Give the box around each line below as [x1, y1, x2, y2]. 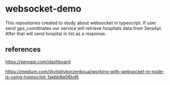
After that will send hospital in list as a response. [5, 30, 107, 36]
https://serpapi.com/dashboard [5, 59, 71, 65]
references [5, 45, 41, 54]
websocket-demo [5, 3, 82, 15]
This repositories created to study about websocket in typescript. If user [5, 20, 156, 26]
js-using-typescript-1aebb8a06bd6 [5, 74, 79, 80]
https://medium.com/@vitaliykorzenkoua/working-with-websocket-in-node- [5, 68, 165, 74]
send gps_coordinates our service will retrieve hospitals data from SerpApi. [5, 25, 162, 31]
